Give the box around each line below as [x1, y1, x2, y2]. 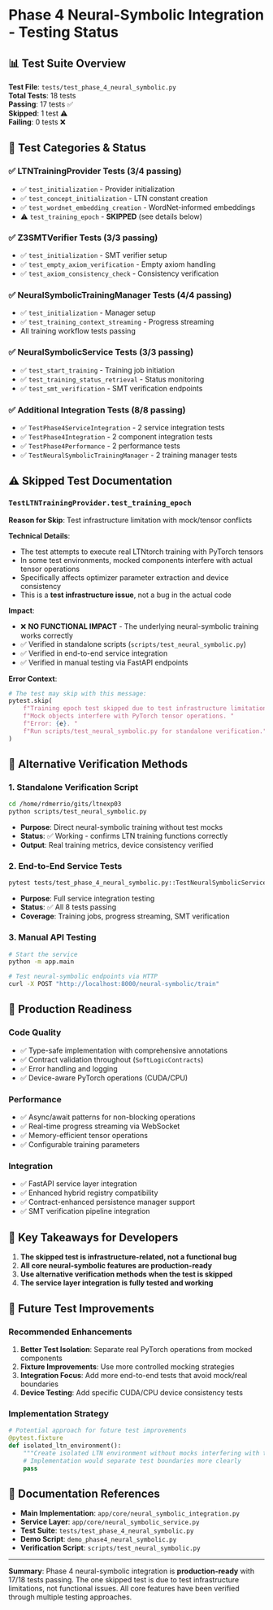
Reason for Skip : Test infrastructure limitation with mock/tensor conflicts [8, 515, 253, 525]
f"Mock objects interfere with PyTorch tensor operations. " [23, 712, 234, 721]
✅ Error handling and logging [19, 1063, 118, 1073]
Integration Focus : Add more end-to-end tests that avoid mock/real [19, 1370, 248, 1380]
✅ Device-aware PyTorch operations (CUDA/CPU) [19, 1072, 188, 1083]
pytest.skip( [8, 697, 53, 705]
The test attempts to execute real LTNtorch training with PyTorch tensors [19, 547, 264, 556]
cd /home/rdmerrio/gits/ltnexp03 [8, 800, 122, 809]
